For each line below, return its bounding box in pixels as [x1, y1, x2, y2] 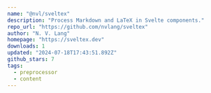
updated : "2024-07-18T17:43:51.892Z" [7, 50, 117, 57]
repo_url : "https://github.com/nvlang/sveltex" [7, 23, 149, 30]
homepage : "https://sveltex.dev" [7, 36, 105, 43]
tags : [7, 62, 23, 69]
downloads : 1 [7, 43, 45, 50]
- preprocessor [13, 69, 58, 76]
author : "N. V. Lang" [7, 29, 71, 37]
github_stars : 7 [7, 56, 54, 63]
